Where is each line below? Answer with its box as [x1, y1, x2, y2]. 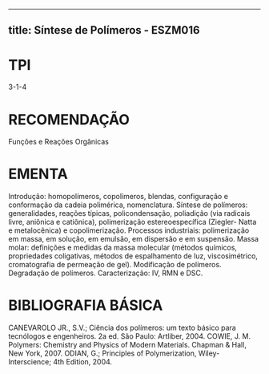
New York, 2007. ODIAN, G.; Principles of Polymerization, [8, 348, 197, 358]
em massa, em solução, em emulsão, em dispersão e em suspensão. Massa [8, 234, 259, 244]
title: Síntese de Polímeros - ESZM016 [8, 23, 200, 37]
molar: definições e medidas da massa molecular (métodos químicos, [8, 242, 238, 253]
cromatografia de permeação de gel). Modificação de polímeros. [8, 260, 222, 270]
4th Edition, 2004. [53, 357, 113, 367]
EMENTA [8, 165, 68, 183]
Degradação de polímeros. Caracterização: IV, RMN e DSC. [8, 268, 203, 278]
